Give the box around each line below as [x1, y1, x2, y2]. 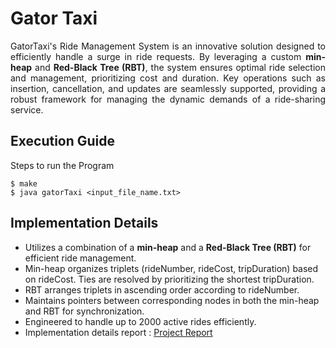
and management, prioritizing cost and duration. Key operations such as [10, 72, 326, 84]
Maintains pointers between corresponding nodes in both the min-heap [24, 294, 320, 306]
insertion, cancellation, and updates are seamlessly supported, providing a [10, 82, 326, 94]
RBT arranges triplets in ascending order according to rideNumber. [24, 283, 300, 296]
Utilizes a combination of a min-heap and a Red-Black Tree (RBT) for [24, 241, 312, 253]
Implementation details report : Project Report [24, 326, 213, 338]
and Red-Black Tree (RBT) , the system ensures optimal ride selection [34, 61, 326, 73]
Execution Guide [10, 133, 116, 150]
